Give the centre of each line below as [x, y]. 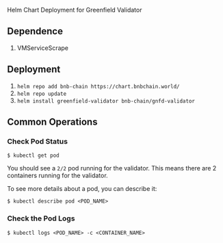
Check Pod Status [38, 141]
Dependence [35, 31]
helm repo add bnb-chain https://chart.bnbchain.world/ [98, 86]
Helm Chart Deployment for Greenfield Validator [75, 10]
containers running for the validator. [57, 176]
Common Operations [52, 122]
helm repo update [42, 94]
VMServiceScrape [43, 48]
